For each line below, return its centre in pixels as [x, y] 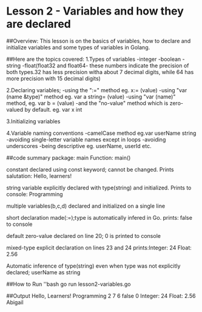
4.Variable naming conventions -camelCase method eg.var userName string [101, 133]
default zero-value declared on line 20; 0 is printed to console [83, 236]
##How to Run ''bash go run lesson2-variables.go [69, 284]
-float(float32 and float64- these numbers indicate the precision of [106, 66]
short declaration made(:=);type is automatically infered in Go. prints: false [99, 217]
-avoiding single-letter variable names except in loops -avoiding [86, 139]
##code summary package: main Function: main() [69, 158]
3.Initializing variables [33, 121]
